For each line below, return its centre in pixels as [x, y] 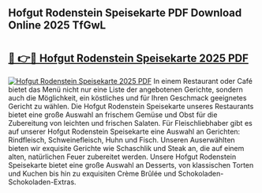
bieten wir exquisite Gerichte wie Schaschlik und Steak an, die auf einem [126, 148]
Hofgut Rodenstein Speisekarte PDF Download [125, 13]
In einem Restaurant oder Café [203, 81]
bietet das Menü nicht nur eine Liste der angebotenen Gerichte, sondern [125, 89]
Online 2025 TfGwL [57, 26]
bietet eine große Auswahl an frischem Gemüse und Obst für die [113, 115]
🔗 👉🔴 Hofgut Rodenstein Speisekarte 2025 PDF [128, 58]
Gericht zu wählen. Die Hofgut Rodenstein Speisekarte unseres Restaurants [131, 106]
